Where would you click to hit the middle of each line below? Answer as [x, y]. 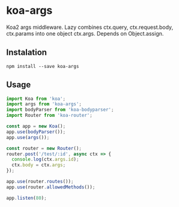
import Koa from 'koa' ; [36, 99]
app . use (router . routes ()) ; [40, 182]
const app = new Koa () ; [36, 126]
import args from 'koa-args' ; [44, 104]
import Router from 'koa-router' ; [50, 116]
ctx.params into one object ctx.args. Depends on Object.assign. [85, 33]
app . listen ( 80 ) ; [26, 198]
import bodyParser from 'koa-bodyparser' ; [60, 110]
